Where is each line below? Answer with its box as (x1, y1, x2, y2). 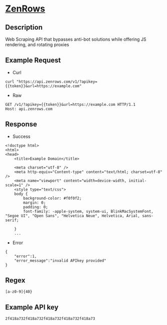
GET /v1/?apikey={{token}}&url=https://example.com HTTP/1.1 (5, 102, 136, 107)
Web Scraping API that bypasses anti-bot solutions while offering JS (5, 36, 146, 42)
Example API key (5, 303, 59, 311)
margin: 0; (23, 200, 46, 205)
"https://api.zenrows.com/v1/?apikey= (16, 79, 98, 84)
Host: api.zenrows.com (5, 106, 53, 111)
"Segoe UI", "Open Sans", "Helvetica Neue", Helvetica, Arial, (5, 213, 140, 218)
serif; (5, 218, 19, 223)
